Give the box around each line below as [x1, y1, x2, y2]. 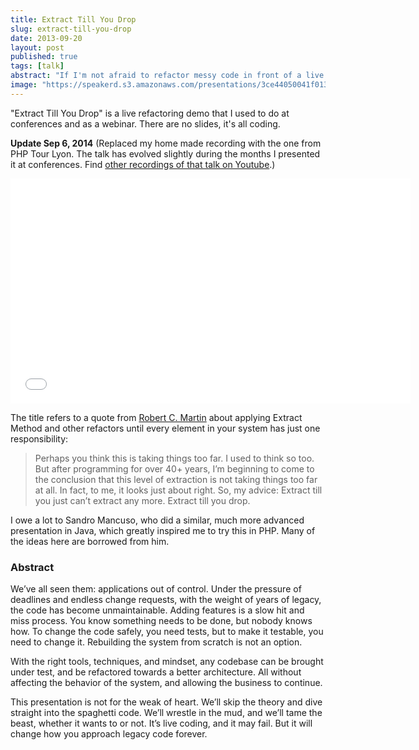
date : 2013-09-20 [10, 33, 83, 43]
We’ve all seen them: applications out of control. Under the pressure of [10, 583, 302, 595]
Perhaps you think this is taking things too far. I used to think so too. [34, 452, 315, 464]
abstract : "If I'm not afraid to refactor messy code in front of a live [10, 71, 325, 81]
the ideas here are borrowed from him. [10, 535, 170, 547]
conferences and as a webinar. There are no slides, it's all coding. [10, 117, 281, 130]
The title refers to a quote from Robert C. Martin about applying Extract [10, 411, 303, 423]
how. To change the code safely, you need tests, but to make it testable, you [10, 626, 324, 638]
